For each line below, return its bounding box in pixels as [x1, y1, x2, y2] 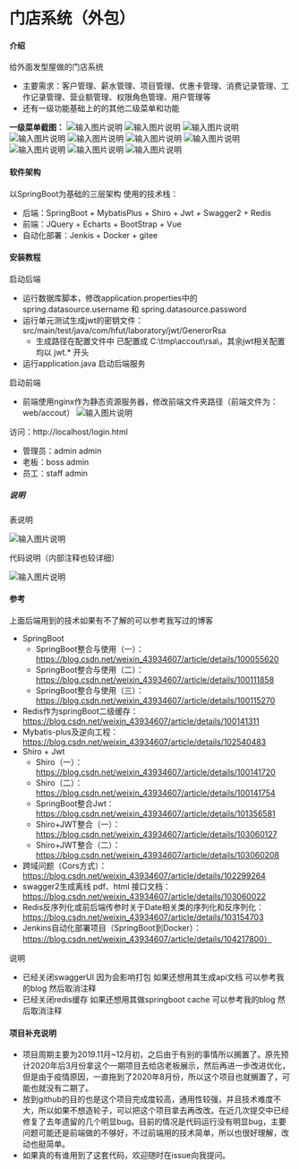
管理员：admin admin [21, 445, 102, 456]
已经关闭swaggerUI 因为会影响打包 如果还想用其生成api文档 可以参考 [21, 971, 277, 982]
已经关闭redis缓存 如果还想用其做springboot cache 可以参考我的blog [21, 993, 276, 1004]
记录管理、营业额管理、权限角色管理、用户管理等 [30, 91, 211, 103]
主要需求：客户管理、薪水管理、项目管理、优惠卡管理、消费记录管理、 [21, 81, 282, 91]
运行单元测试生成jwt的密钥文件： [21, 314, 144, 325]
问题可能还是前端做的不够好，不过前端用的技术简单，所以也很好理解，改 [21, 1128, 289, 1139]
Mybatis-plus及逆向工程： [21, 726, 119, 737]
